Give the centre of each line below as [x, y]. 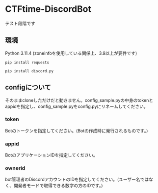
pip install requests [27, 63]
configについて [28, 87]
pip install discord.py [29, 71]
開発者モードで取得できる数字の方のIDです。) [58, 186]
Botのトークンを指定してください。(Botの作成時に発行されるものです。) [77, 130]
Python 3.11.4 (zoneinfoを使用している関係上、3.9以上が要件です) [71, 53]
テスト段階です [20, 23]
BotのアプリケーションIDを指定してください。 [51, 155]
